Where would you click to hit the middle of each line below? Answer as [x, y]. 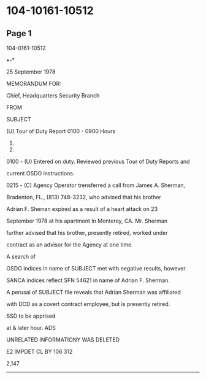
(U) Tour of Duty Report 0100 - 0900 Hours [61, 131]
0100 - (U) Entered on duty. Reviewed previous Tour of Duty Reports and [98, 161]
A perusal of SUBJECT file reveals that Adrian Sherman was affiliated [93, 292]
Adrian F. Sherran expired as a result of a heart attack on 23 [82, 209]
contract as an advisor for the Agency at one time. [70, 245]
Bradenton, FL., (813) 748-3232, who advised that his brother [84, 197]
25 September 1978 [31, 72]
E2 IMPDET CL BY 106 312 [40, 351]
